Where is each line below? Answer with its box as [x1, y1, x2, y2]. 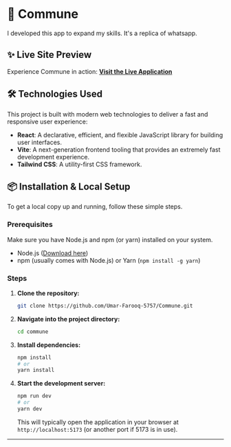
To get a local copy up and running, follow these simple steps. [7, 203, 183, 211]
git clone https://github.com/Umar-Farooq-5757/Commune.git [16, 302, 193, 309]
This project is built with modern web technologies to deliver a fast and [7, 110, 208, 118]
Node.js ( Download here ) [16, 248, 89, 257]
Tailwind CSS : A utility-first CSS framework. [16, 160, 142, 168]
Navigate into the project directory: [16, 315, 120, 323]
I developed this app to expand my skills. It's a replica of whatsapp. [7, 29, 197, 37]
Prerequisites [7, 220, 53, 230]
